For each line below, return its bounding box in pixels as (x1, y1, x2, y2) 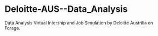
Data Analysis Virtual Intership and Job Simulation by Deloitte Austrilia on (4, 20, 154, 26)
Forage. (4, 25, 21, 31)
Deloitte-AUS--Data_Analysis (4, 3, 128, 15)
